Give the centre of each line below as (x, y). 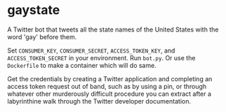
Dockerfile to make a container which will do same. (82, 65)
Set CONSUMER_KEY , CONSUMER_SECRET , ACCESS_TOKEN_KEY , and (91, 50)
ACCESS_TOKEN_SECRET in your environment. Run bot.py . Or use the (101, 57)
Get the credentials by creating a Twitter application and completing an (110, 78)
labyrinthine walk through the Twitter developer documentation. (99, 101)
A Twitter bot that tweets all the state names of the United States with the (113, 29)
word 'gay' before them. (42, 36)
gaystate (34, 10)
